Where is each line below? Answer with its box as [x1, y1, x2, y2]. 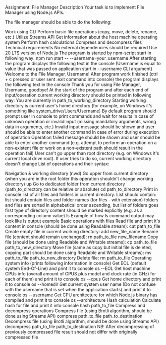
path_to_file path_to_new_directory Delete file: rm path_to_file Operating [5, 255, 152, 260]
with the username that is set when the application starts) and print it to [5, 287, 151, 292]
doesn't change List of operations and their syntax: [5, 161, 110, 167]
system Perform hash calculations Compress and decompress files [5, 39, 142, 45]
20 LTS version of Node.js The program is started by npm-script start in [5, 50, 152, 56]
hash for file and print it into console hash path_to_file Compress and [5, 303, 146, 308]
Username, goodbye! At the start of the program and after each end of [5, 87, 149, 92]
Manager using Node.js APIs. [5, 9, 64, 15]
